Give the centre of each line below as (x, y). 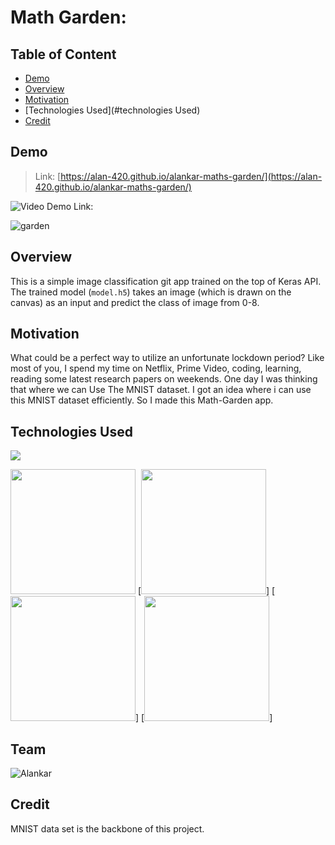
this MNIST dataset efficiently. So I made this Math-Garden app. (142, 400)
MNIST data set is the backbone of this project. (107, 828)
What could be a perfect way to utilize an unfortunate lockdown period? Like (167, 358)
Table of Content (63, 54)
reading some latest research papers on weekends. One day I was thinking (164, 379)
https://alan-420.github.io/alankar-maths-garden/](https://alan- (191, 176)
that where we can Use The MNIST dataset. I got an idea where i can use (161, 390)
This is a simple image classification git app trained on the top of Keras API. (166, 281)
